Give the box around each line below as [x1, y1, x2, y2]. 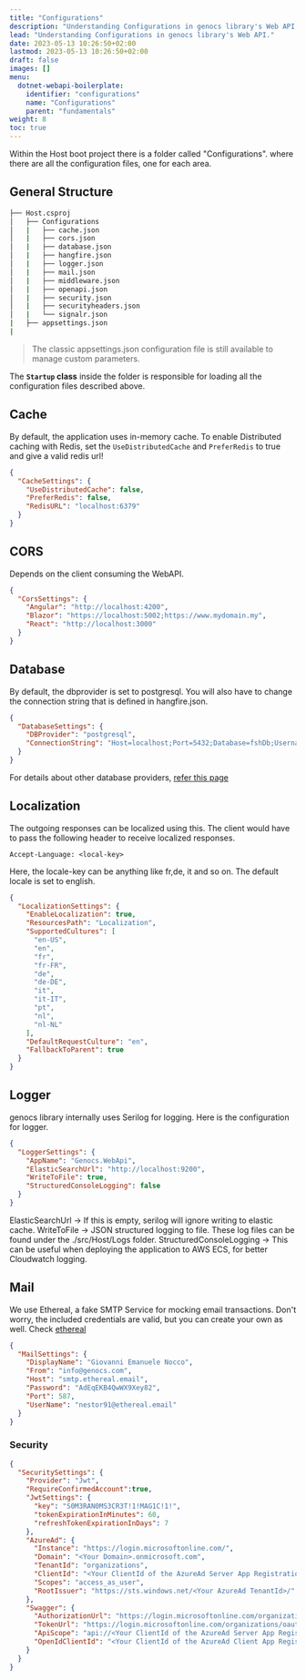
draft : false [9, 56, 59, 65]
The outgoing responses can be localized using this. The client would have [9, 822, 291, 833]
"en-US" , [33, 935, 67, 945]
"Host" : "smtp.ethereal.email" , [25, 1375, 148, 1384]
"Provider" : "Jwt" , [25, 1476, 100, 1485]
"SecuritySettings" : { [17, 1468, 104, 1477]
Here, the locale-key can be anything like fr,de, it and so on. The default [9, 866, 280, 877]
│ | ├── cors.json [9, 234, 96, 243]
